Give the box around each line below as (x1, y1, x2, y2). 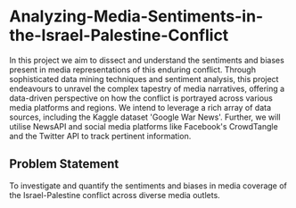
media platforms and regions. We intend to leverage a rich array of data (9, 102, 272, 112)
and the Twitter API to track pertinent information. (9, 130, 192, 141)
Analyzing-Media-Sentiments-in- (9, 6, 264, 27)
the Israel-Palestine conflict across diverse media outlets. (9, 189, 220, 200)
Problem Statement (9, 156, 119, 171)
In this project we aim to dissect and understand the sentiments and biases (9, 54, 285, 65)
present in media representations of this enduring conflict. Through (9, 64, 257, 75)
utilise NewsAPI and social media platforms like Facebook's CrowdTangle (9, 121, 278, 131)
